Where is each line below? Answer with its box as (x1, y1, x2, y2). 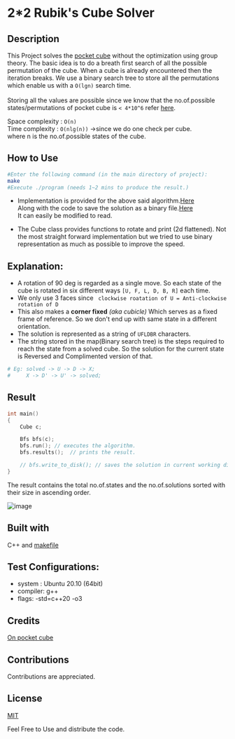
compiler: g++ (17, 587, 59, 595)
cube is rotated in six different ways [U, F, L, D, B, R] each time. (17, 286, 211, 295)
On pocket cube (7, 633, 54, 642)
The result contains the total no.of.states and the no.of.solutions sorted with (7, 480, 226, 489)
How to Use (7, 152, 59, 164)
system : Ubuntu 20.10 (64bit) (17, 580, 104, 588)
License (7, 693, 43, 705)
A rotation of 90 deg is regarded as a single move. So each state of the (17, 279, 222, 287)
